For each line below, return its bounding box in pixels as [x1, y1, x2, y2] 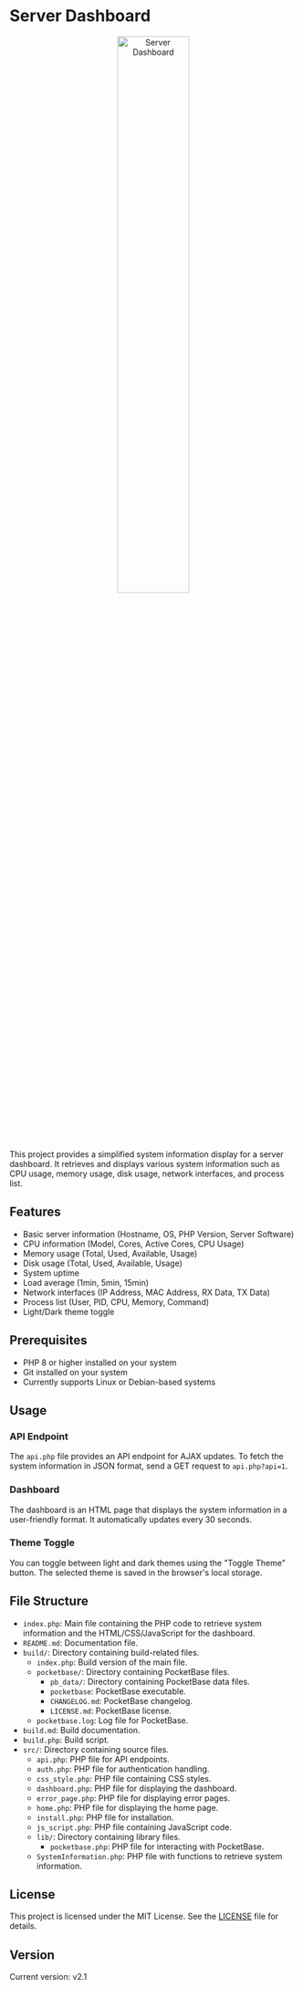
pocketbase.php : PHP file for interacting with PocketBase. [49, 1841, 265, 1852]
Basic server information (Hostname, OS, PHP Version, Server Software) [22, 1228, 295, 1239]
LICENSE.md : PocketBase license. [49, 1705, 172, 1716]
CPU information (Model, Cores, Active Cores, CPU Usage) [22, 1238, 245, 1249]
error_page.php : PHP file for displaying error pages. [36, 1792, 231, 1804]
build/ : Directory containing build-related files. [22, 1647, 200, 1657]
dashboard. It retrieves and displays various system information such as [9, 1158, 280, 1169]
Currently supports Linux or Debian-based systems [22, 1376, 216, 1387]
